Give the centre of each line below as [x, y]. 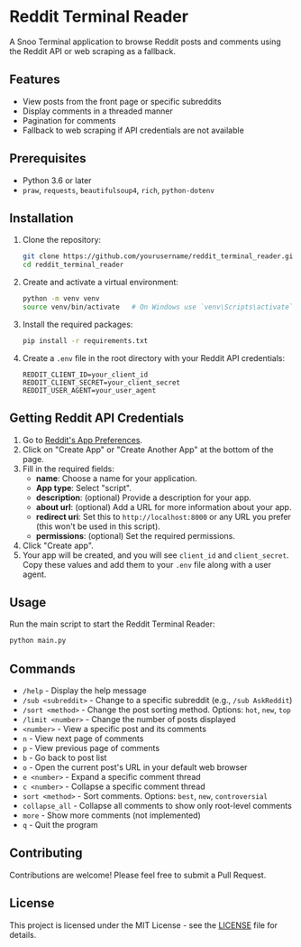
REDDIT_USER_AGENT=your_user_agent [89, 390]
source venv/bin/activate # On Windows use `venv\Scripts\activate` [158, 307]
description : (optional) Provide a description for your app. [144, 497]
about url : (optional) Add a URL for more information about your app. [164, 506]
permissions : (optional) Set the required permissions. [136, 535]
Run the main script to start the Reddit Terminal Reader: [112, 624]
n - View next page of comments [83, 738]
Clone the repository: [62, 240]
